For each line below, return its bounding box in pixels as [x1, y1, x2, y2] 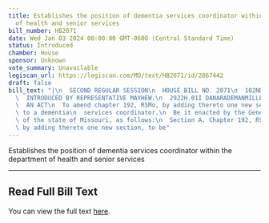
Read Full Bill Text [8, 185, 98, 199]
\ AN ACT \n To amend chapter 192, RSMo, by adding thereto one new [15, 101, 252, 109]
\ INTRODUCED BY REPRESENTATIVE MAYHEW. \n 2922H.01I [15, 94, 203, 102]
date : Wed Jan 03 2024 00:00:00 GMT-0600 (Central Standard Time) [8, 34, 235, 43]
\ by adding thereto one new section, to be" [15, 124, 171, 132]
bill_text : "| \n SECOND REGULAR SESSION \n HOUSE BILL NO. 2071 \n [8, 86, 239, 95]
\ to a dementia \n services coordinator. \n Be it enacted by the [15, 109, 246, 117]
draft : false [8, 79, 52, 87]
